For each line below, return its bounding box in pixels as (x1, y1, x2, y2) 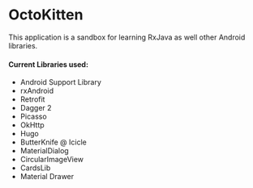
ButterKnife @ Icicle (19, 137, 88, 147)
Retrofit (19, 94, 45, 104)
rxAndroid (19, 86, 54, 96)
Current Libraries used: (8, 59, 89, 69)
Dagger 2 (19, 103, 52, 113)
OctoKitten (8, 6, 84, 24)
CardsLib (19, 163, 51, 173)
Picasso (19, 111, 47, 122)
